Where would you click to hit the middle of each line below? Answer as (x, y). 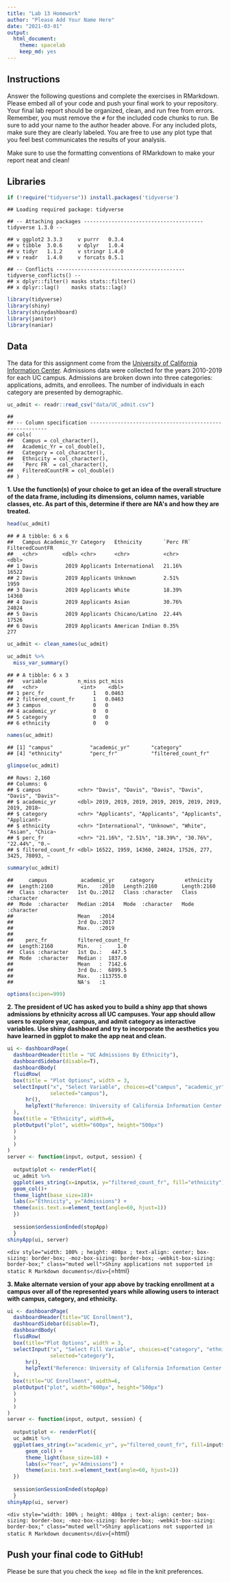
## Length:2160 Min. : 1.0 (67, 946)
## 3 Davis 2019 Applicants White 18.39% (95, 590)
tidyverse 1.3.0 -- (35, 228)
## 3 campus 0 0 (58, 705)
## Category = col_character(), (56, 453)
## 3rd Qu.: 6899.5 (67, 970)
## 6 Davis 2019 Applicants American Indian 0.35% (93, 626)
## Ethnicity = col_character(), (58, 459)
